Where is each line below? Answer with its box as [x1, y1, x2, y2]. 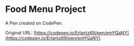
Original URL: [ [5, 29, 36, 35]
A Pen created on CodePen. [5, 20, 63, 26]
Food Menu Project [5, 3, 86, 15]
